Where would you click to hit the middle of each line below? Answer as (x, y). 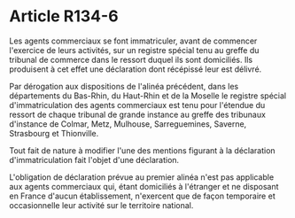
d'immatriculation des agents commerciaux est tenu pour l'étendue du (137, 105)
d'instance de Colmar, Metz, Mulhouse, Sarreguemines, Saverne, (128, 124)
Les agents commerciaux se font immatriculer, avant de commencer (133, 41)
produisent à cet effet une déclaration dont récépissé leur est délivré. (136, 69)
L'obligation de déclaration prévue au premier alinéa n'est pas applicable (142, 177)
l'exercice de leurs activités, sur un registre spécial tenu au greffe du (134, 50)
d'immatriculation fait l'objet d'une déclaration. (94, 160)
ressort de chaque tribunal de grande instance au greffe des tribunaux (137, 114)
